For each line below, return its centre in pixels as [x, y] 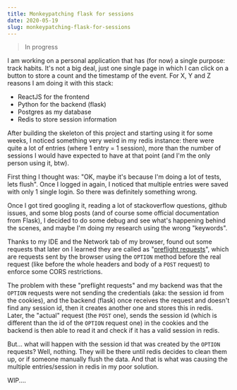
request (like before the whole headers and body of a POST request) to [109, 264]
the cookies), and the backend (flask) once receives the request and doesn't [119, 300]
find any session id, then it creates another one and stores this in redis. [110, 308]
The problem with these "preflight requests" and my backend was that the [115, 285]
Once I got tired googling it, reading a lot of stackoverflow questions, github [117, 206]
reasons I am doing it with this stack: [61, 83]
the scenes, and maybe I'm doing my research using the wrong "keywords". [117, 228]
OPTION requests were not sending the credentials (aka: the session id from [116, 293]
